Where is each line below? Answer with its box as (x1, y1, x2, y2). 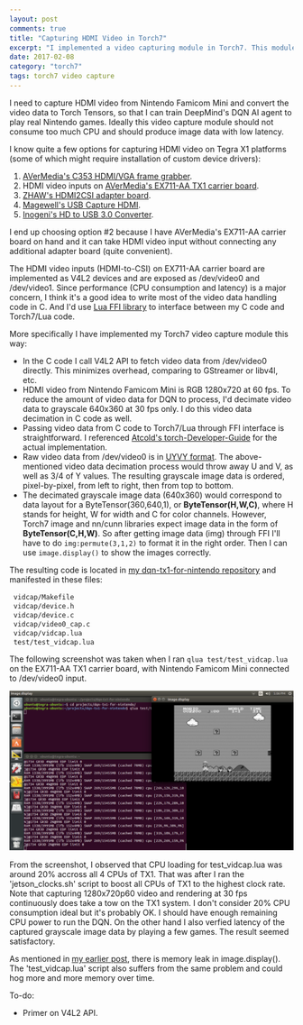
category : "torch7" (9, 62, 83, 71)
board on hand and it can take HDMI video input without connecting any (9, 235, 277, 247)
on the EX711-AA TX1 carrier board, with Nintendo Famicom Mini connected (9, 663, 290, 673)
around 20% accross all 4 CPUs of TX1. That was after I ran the (9, 869, 245, 880)
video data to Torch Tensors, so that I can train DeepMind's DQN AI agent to (9, 106, 292, 117)
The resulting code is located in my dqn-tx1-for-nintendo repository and (9, 564, 277, 575)
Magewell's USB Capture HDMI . (22, 199, 142, 210)
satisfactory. (9, 936, 56, 947)
